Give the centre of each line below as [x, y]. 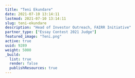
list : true [20, 59]
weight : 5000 [18, 50]
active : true [18, 41]
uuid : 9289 [16, 46]
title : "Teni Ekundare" [29, 9]
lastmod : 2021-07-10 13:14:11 [36, 18]
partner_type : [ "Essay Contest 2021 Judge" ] [51, 32]
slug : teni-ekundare [26, 23]
